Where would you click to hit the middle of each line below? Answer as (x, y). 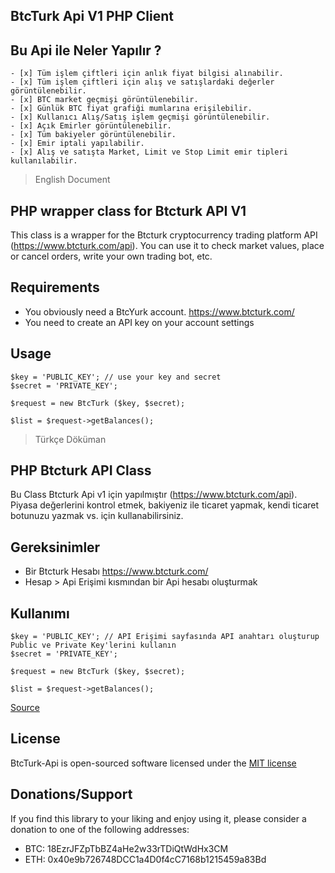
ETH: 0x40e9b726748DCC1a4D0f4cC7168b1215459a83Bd (145, 859)
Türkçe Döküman (70, 439)
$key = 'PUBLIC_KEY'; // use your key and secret (116, 377)
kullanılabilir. (44, 161)
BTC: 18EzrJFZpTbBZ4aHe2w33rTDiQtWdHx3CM (126, 848)
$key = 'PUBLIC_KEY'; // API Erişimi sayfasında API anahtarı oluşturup (165, 637)
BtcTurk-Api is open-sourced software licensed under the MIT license (153, 763)
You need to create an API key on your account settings (139, 322)
